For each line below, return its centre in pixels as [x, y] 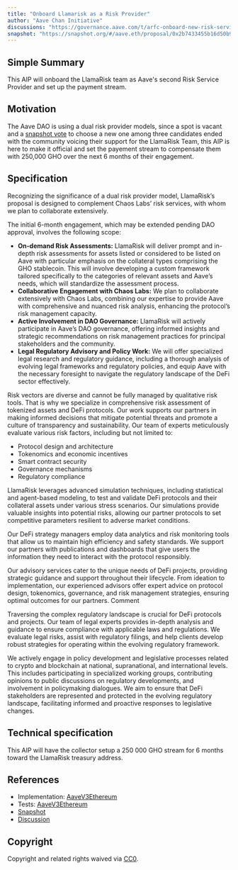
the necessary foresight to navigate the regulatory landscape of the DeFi [124, 373]
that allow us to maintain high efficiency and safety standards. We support [116, 541]
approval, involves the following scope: [64, 232]
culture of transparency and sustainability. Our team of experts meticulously [118, 425]
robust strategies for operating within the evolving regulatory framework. [114, 644]
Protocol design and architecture [65, 446]
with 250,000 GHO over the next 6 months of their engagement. [101, 156]
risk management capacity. [57, 313]
